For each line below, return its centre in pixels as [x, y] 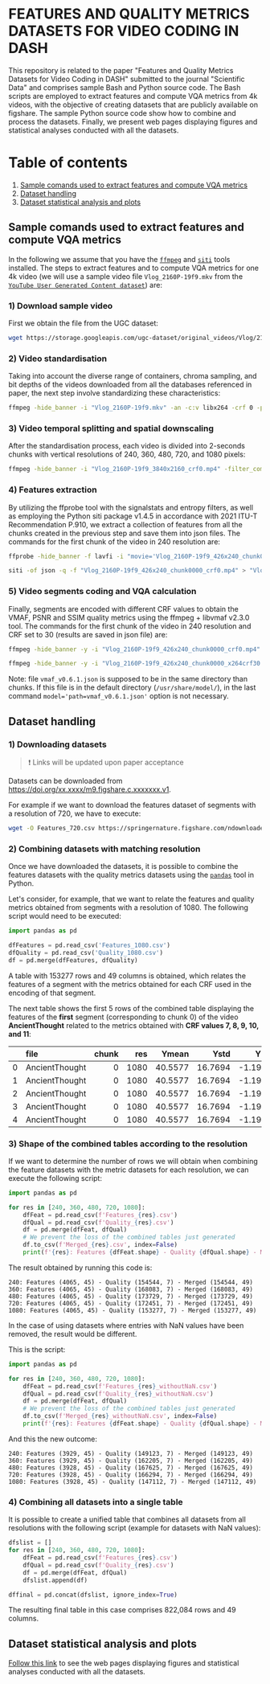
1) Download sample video [61, 305]
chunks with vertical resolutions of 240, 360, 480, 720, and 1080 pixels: [127, 454]
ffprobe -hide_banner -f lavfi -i [66, 556]
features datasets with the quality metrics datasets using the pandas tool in [131, 875]
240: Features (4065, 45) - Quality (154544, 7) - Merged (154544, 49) [131, 1282]
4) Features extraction [53, 490]
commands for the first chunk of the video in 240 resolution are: [115, 541]
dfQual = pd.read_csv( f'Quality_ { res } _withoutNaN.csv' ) [119, 1394]
